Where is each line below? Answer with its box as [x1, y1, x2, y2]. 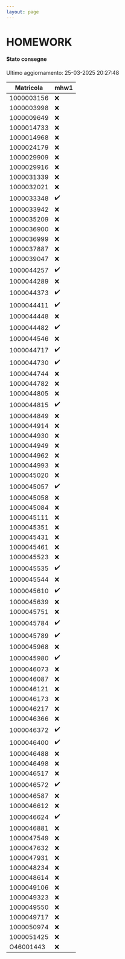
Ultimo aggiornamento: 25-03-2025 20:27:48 [6, 69, 120, 77]
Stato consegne [6, 55, 47, 63]
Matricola [14, 83, 43, 92]
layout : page [6, 9, 39, 15]
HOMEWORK [6, 35, 72, 49]
